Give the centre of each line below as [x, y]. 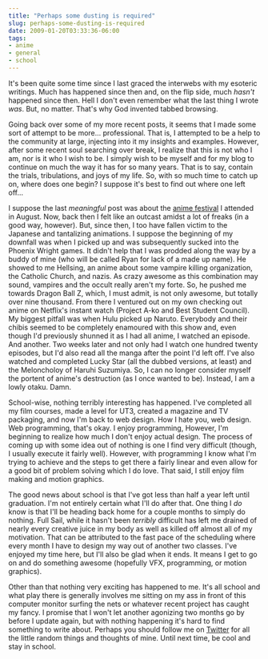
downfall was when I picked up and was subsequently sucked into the [124, 242]
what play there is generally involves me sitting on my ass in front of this [127, 595]
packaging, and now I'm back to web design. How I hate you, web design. [130, 419]
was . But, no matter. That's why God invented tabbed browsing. [113, 108]
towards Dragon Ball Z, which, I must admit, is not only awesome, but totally [133, 293]
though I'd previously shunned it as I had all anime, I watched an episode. [129, 336]
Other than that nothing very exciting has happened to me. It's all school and [134, 587]
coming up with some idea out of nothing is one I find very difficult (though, [133, 445]
